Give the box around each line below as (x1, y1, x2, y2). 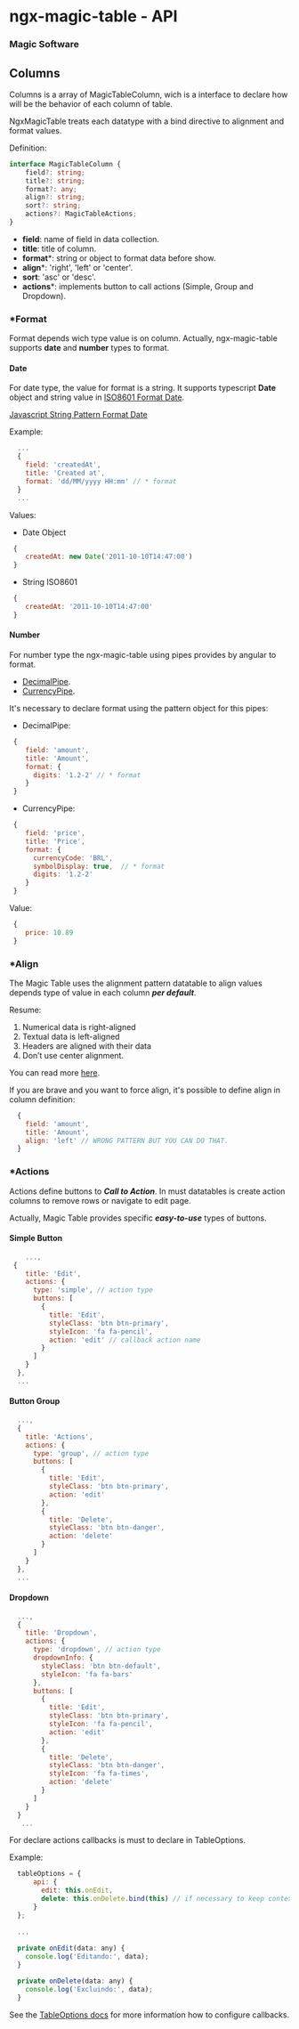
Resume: (9, 1004, 42, 1015)
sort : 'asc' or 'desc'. (21, 272, 96, 282)
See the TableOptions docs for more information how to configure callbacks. (9, 2009, 290, 2020)
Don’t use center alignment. (21, 1050, 125, 1060)
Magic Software (9, 38, 80, 51)
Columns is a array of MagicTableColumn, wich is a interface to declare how (9, 89, 288, 100)
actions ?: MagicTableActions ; (25, 209, 138, 219)
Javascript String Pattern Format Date (9, 410, 149, 420)
